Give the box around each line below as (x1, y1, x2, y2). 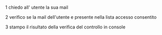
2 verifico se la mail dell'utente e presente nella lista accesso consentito (5, 14, 157, 20)
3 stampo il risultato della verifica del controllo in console (5, 24, 126, 30)
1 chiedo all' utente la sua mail (5, 5, 68, 10)
